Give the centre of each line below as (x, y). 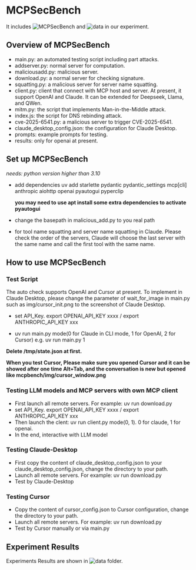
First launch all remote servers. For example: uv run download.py (93, 403)
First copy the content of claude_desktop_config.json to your (88, 462)
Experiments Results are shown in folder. (64, 561)
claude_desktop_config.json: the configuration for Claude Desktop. (96, 128)
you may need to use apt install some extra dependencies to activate (100, 202)
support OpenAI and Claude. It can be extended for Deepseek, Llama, (99, 97)
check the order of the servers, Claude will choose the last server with (100, 238)
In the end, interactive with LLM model (61, 435)
